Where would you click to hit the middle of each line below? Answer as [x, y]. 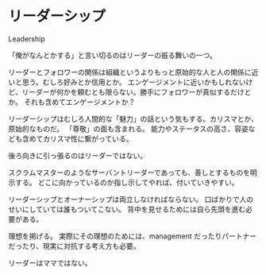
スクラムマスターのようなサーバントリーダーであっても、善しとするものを [129, 172]
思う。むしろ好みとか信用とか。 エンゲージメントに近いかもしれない [134, 82]
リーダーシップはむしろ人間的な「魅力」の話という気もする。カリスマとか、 [133, 118]
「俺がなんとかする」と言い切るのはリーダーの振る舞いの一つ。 [112, 55]
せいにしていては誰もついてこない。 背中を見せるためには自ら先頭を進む [127, 209]
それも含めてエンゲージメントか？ [79, 102]
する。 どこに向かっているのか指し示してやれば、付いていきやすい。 [127, 182]
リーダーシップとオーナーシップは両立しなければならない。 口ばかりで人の [131, 199]
